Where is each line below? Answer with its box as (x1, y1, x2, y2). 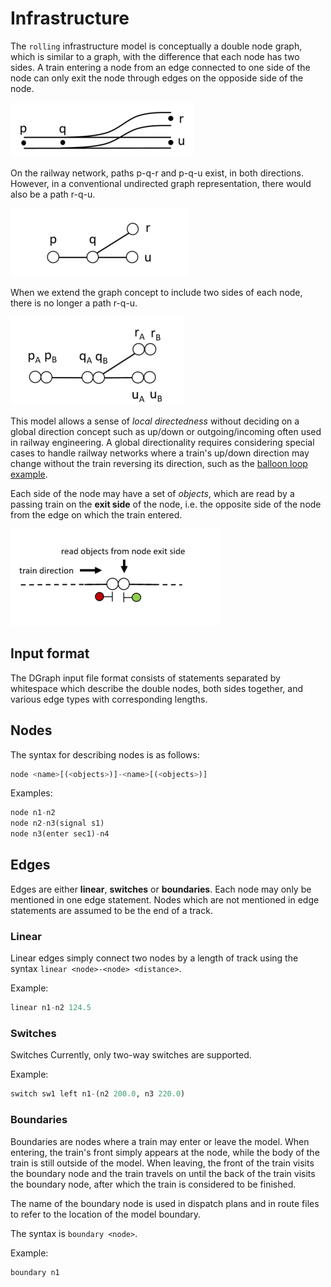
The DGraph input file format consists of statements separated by (10, 672, 281, 684)
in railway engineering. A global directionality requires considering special (10, 436, 315, 448)
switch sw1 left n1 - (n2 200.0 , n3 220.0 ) (10, 1089, 186, 1099)
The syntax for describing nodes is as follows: (10, 748, 200, 761)
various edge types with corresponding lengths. (10, 693, 208, 705)
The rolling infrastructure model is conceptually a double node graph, (10, 40, 303, 52)
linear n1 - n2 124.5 (10, 1003, 92, 1013)
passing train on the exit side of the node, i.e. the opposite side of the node (10, 498, 322, 510)
